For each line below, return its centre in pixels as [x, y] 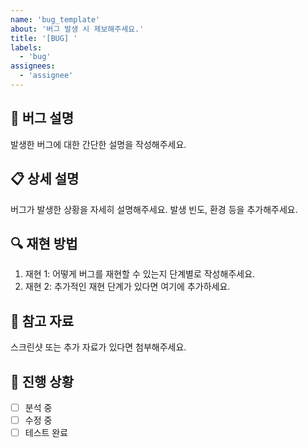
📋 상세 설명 [45, 179]
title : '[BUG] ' [44, 38]
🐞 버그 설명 [42, 118]
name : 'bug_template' [55, 19]
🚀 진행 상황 [42, 381]
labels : [26, 47]
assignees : [33, 66]
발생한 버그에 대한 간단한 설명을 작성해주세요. [98, 144]
